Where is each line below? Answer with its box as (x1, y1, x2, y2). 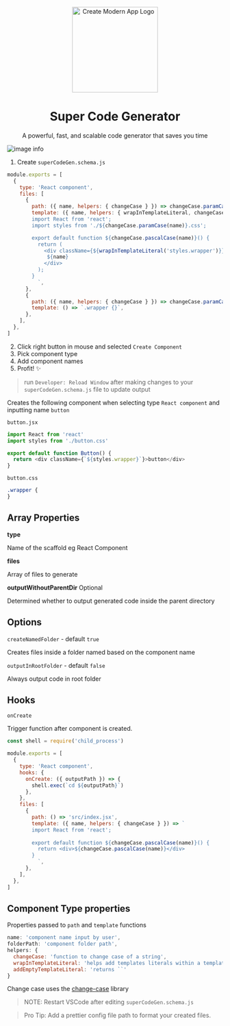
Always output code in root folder (7, 675, 101, 683)
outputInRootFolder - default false (7, 661, 105, 669)
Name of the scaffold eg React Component (7, 543, 128, 551)
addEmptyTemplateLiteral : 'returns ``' (13, 966, 127, 973)
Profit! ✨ (16, 364, 41, 373)
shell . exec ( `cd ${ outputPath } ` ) (31, 781, 125, 789)
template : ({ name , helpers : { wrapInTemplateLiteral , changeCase (31, 210, 225, 216)
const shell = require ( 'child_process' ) (7, 738, 125, 745)
